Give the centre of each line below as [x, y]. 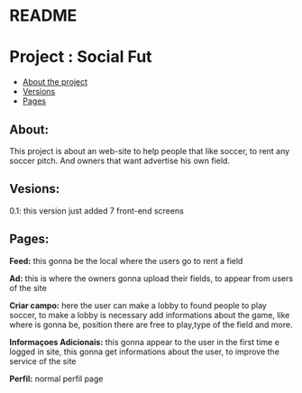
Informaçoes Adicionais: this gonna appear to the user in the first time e [144, 342]
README [43, 16]
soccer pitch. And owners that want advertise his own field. [119, 160]
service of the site [43, 361]
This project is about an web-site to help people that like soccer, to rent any [150, 151]
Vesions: [35, 189]
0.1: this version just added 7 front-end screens [97, 210]
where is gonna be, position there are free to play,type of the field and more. [151, 324]
